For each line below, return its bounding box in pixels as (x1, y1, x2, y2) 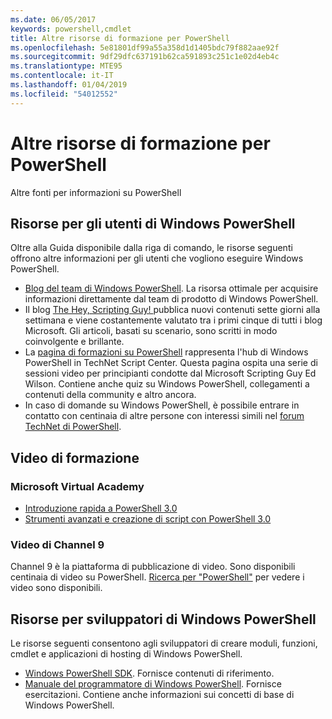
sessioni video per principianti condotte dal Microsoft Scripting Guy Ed (24, 367, 317, 380)
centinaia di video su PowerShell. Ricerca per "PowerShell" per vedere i (10, 571, 305, 583)
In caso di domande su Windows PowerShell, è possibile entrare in (24, 399, 300, 411)
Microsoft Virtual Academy (10, 479, 145, 493)
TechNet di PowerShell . (24, 421, 122, 433)
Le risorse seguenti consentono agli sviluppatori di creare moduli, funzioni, (10, 637, 318, 650)
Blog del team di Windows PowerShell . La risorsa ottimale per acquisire (24, 282, 319, 295)
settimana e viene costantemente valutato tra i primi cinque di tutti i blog (24, 314, 323, 326)
